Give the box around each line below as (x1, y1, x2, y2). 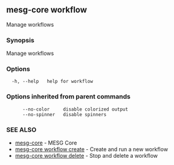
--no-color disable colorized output (22, 106, 129, 112)
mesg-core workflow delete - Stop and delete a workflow (14, 152, 158, 159)
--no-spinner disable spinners (22, 111, 107, 117)
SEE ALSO (6, 125, 37, 134)
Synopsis (6, 36, 34, 44)
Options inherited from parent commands (6, 92, 131, 101)
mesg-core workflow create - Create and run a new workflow (14, 146, 168, 153)
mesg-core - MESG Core (14, 139, 77, 146)
